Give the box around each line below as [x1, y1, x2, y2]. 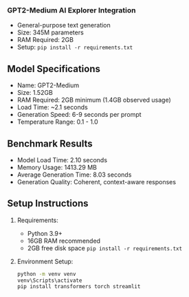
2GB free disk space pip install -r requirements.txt [27, 243, 183, 252]
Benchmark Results [7, 137, 93, 149]
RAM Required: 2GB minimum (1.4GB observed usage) [16, 96, 172, 104]
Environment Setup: [16, 257, 74, 265]
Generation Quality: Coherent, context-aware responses [16, 177, 177, 186]
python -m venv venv [16, 270, 76, 277]
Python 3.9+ [27, 229, 63, 237]
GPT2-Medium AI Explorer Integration [7, 5, 136, 15]
